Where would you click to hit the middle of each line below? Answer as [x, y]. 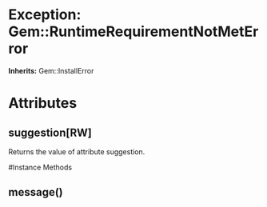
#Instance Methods [40, 167]
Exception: [45, 15]
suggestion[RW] [50, 132]
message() [36, 192]
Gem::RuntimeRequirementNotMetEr [133, 32]
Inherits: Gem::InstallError [51, 70]
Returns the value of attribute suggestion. [77, 151]
